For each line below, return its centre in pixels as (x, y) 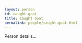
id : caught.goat (21, 14)
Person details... (20, 36)
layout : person (20, 9)
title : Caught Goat (24, 18)
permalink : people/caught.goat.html (41, 23)
